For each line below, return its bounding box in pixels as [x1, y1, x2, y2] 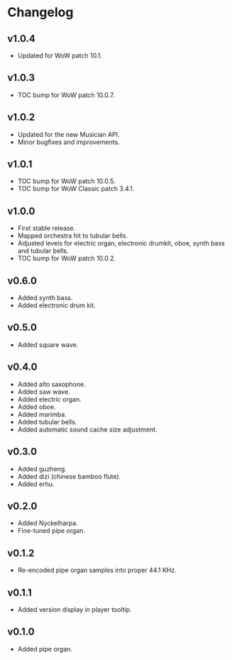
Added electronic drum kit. [17, 301, 96, 309]
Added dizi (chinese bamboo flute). [17, 472, 121, 480]
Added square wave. [17, 340, 79, 348]
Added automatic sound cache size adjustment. [17, 425, 158, 434]
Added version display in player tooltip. [17, 605, 133, 614]
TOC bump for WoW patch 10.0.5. [17, 177, 116, 185]
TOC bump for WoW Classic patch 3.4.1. [17, 185, 135, 193]
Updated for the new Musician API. [17, 130, 120, 138]
